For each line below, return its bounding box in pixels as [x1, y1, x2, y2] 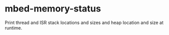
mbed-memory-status [5, 3, 101, 14]
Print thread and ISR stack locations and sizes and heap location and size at [5, 19, 164, 25]
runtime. [5, 24, 22, 30]
